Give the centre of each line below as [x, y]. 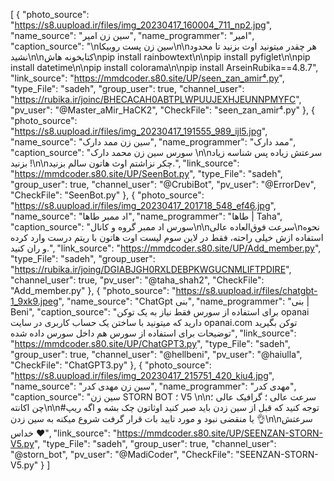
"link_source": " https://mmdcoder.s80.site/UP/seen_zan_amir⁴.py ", [147, 78]
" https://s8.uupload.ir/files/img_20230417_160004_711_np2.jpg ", [141, 25]
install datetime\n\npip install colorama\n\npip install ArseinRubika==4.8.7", [164, 67]
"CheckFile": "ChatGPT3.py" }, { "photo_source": [111, 365]
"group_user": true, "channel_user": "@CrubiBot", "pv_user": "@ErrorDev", [163, 184]
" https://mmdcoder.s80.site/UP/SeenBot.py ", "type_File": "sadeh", [146, 173]
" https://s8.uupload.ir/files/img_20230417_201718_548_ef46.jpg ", [143, 205]
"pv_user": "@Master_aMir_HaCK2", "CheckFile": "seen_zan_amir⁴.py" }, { [162, 110]
